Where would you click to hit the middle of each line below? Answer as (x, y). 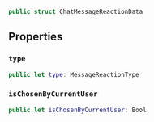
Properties (36, 37)
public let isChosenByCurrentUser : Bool (78, 110)
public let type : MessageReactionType (74, 74)
